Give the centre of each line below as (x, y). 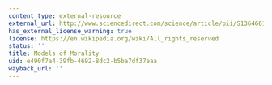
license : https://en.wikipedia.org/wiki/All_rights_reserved (114, 38)
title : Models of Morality (54, 53)
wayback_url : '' (36, 69)
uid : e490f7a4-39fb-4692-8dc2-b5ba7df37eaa (83, 62)
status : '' (27, 46)
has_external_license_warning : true (70, 31)
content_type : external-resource (65, 16)
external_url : (32, 23)
